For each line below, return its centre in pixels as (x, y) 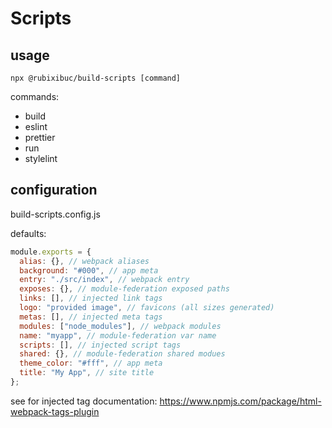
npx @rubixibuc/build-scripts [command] (96, 78)
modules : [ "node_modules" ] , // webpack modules (120, 326)
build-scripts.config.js (55, 214)
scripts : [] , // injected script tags (100, 345)
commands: (35, 96)
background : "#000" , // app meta (89, 270)
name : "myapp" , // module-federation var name (118, 335)
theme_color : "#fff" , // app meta (91, 363)
